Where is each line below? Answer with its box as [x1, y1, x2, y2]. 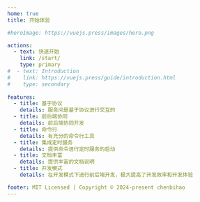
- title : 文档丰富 [13, 152, 63, 159]
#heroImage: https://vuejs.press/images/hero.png [7, 29, 155, 36]
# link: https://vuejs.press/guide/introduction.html [7, 74, 176, 81]
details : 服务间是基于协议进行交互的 [20, 107, 116, 114]
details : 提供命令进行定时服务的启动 [20, 146, 116, 153]
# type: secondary [7, 81, 70, 88]
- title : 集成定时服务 [13, 139, 73, 146]
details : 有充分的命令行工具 [20, 132, 95, 139]
